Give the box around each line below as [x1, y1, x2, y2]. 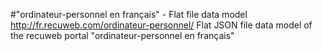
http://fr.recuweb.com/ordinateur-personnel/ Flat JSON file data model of [10, 19, 313, 31]
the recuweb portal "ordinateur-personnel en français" [10, 30, 235, 41]
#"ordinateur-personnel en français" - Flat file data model [10, 9, 248, 20]
